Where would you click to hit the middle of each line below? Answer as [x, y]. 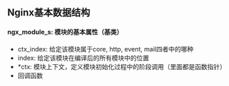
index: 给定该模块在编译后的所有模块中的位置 [83, 58]
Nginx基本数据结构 [49, 13]
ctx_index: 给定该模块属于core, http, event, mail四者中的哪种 [105, 49]
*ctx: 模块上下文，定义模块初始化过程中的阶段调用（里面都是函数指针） [122, 66]
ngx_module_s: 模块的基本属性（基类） [65, 32]
